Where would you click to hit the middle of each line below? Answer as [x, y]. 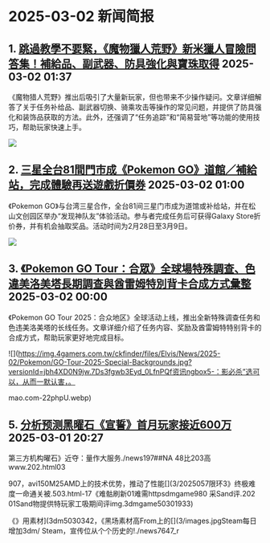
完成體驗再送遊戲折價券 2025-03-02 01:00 [137, 185]
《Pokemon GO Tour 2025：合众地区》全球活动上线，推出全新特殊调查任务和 [135, 317]
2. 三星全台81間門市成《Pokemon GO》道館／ [122, 170]
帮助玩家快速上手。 [54, 127]
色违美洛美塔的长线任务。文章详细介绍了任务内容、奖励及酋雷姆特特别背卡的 [135, 327]
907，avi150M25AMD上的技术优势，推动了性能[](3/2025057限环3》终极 [129, 484]
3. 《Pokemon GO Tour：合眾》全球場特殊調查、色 [132, 269]
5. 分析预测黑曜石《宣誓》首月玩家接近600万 [120, 425]
